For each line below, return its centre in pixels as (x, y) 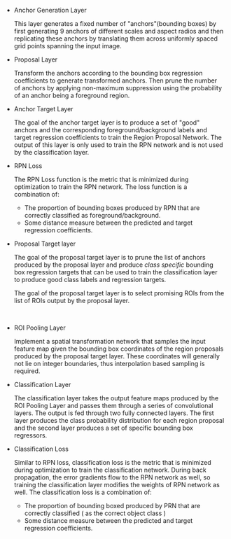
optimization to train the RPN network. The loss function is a (100, 187)
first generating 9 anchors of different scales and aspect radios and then (119, 31)
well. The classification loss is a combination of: (83, 492)
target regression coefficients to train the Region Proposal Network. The (118, 137)
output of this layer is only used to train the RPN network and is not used (118, 145)
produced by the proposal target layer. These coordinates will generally (117, 356)
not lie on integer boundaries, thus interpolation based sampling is (109, 364)
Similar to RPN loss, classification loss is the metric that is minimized (112, 462)
